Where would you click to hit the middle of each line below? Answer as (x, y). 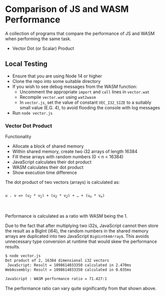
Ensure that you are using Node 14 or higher (57, 76)
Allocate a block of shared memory (48, 146)
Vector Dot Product (29, 126)
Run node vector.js (32, 113)
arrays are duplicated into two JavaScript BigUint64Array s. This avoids (77, 236)
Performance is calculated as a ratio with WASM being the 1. (66, 216)
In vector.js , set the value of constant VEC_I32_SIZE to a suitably (85, 102)
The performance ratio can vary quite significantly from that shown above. (81, 288)
